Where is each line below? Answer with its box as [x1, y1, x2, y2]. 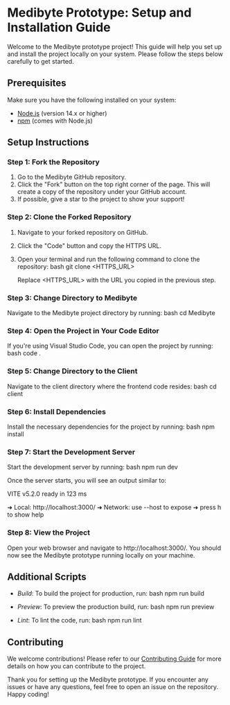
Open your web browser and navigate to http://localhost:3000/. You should [7, 544, 222, 552]
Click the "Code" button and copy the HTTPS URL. [17, 241, 161, 250]
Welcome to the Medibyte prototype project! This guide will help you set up [7, 42, 222, 51]
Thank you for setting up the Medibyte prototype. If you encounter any [7, 675, 209, 684]
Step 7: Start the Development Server [7, 447, 136, 456]
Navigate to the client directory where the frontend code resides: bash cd [7, 382, 217, 391]
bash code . [7, 349, 42, 357]
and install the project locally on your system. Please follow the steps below [7, 50, 223, 58]
